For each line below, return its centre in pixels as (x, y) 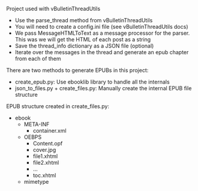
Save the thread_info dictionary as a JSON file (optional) (84, 46)
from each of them (38, 59)
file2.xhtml (46, 162)
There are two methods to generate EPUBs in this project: (77, 70)
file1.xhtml (45, 156)
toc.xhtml (44, 175)
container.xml (50, 131)
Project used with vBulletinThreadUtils (53, 9)
